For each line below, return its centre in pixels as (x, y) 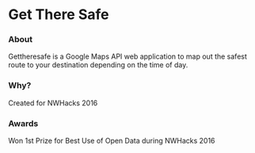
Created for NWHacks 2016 (53, 103)
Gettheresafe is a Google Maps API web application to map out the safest (128, 56)
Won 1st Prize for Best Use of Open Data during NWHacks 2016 (112, 141)
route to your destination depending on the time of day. (98, 65)
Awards (23, 123)
